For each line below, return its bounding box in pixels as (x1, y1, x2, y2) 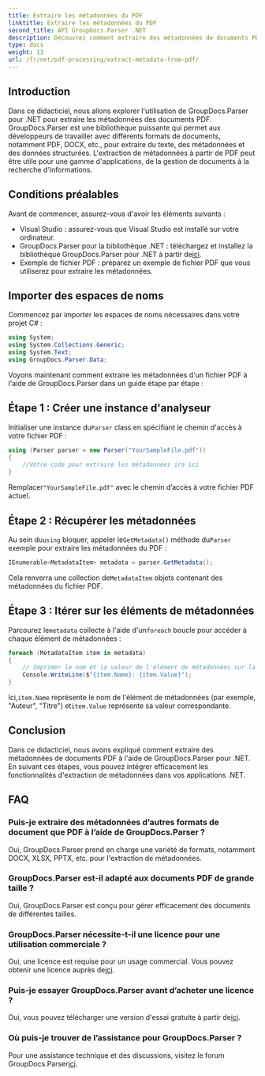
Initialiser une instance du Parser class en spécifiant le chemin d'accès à (8, 422, 242, 432)
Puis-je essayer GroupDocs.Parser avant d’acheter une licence (8, 985, 255, 996)
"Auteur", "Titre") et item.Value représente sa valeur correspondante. (8, 701, 231, 710)
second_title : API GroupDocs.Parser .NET (8, 26, 147, 34)
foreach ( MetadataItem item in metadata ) (8, 649, 147, 657)
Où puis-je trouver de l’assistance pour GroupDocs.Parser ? (8, 1032, 242, 1044)
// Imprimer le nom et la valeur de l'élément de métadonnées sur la (22, 664, 256, 672)
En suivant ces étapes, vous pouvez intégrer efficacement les (8, 761, 209, 771)
